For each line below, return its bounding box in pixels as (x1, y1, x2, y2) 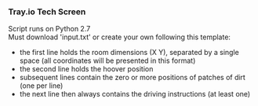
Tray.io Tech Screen (8, 6, 86, 17)
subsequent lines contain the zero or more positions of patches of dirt (19, 73, 245, 82)
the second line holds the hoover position (19, 64, 154, 74)
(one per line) (19, 81, 64, 90)
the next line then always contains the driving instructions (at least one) (19, 90, 251, 99)
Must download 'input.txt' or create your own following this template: (8, 32, 231, 42)
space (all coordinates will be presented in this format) (19, 56, 196, 65)
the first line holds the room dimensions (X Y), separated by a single (19, 48, 239, 57)
